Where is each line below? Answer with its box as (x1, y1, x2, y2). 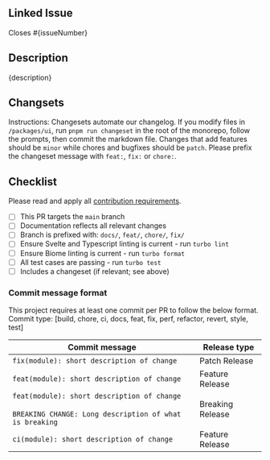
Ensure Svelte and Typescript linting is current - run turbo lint (19, 239, 229, 249)
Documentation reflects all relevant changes (19, 221, 167, 230)
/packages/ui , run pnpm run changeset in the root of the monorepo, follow (8, 126, 251, 135)
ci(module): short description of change (12, 434, 174, 444)
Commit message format (8, 287, 108, 298)
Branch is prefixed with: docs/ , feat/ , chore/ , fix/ (19, 230, 185, 240)
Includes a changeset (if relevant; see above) (19, 266, 170, 276)
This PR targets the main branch (19, 212, 125, 222)
